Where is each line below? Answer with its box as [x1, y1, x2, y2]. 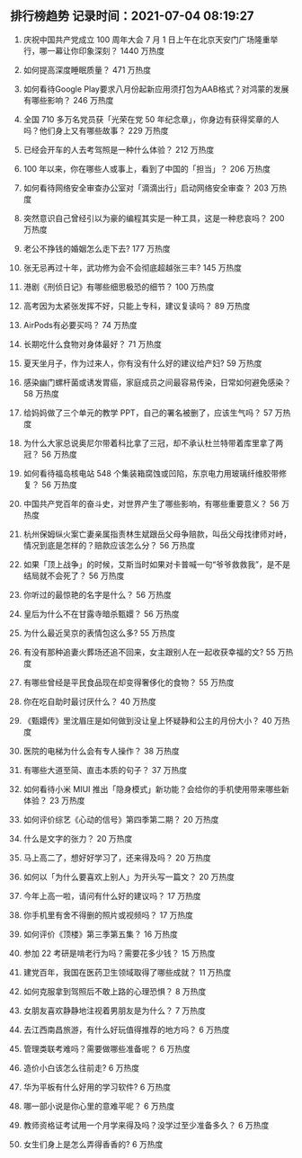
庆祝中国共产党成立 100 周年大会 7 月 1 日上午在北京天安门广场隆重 [22, 34, 271, 45]
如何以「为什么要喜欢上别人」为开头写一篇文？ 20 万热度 [22, 871, 235, 882]
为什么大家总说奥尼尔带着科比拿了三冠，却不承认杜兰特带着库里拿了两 [22, 437, 284, 448]
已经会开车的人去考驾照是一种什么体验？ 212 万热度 [22, 144, 215, 155]
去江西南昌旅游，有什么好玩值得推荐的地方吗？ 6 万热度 [22, 1024, 230, 1035]
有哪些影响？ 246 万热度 [22, 94, 114, 105]
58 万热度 [22, 387, 59, 398]
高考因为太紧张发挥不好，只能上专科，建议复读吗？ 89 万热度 [22, 300, 251, 311]
